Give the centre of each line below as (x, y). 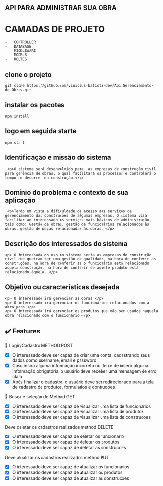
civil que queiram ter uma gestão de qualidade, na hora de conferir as (81, 259)
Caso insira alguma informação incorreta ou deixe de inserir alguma (80, 365)
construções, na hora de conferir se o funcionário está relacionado (77, 264)
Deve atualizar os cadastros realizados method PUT (57, 458)
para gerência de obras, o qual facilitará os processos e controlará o (81, 173)
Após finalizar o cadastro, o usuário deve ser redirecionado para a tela (83, 382)
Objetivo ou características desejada (62, 287)
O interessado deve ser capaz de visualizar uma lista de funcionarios (81, 406)
